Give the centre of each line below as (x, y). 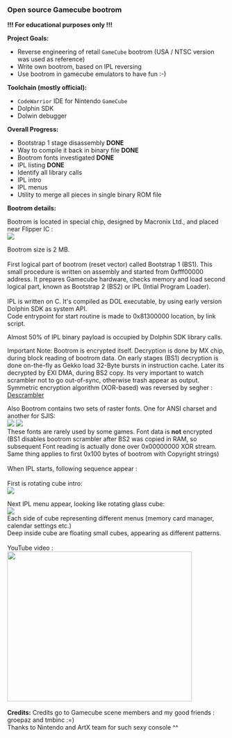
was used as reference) (51, 59)
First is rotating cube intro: (45, 484)
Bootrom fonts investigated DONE (66, 157)
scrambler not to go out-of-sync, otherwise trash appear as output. (103, 380)
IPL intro (29, 180)
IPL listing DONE (41, 165)
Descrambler (26, 395)
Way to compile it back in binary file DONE (78, 151)
